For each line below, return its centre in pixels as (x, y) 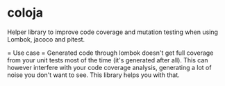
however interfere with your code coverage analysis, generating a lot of (109, 67)
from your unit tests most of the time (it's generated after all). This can (108, 60)
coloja (25, 13)
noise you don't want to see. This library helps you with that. (93, 75)
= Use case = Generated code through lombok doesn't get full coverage (110, 53)
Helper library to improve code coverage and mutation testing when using (113, 32)
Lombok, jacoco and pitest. (46, 39)
